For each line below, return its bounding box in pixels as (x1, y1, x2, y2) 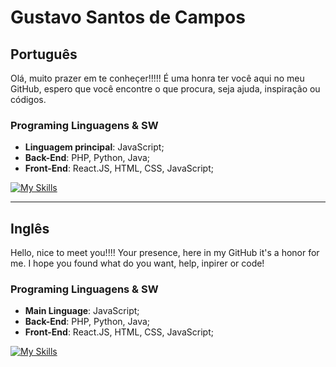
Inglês (10, 220, 50, 237)
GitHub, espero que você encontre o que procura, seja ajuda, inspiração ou (10, 83, 321, 95)
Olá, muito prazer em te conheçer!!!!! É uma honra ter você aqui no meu (10, 72, 305, 84)
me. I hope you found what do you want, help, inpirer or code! (10, 257, 265, 270)
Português (10, 46, 78, 63)
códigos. (10, 94, 47, 105)
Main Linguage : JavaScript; (24, 305, 140, 317)
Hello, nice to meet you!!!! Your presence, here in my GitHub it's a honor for (10, 247, 320, 259)
